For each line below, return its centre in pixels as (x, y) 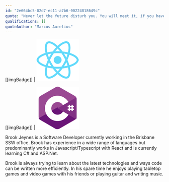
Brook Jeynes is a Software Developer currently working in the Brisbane (80, 137)
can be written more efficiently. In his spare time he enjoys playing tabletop (83, 168)
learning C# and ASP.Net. (32, 153)
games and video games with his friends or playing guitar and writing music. (84, 174)
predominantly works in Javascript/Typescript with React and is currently (81, 148)
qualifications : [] (26, 21)
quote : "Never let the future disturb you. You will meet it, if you (80, 16)
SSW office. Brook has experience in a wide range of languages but (75, 143)
